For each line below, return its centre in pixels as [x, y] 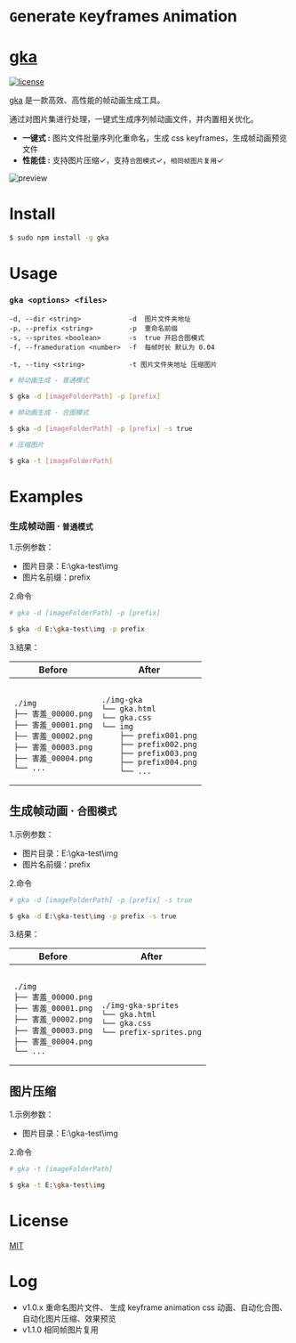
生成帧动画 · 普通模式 [51, 525]
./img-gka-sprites [140, 1005]
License [39, 1221]
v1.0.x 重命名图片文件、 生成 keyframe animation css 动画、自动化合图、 [154, 1307]
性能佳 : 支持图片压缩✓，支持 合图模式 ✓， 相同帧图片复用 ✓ [123, 160]
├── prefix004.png [158, 762]
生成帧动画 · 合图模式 [63, 811]
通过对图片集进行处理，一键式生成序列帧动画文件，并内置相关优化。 [134, 119]
